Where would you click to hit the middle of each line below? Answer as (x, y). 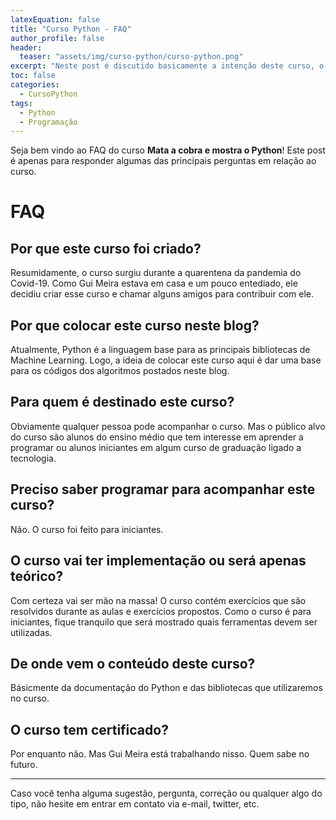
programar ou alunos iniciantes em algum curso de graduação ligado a (156, 447)
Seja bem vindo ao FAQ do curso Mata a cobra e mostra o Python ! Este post (168, 150)
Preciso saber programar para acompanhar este (163, 489)
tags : (21, 103)
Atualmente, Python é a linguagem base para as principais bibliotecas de (160, 350)
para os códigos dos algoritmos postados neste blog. (120, 371)
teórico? (37, 576)
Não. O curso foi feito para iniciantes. (87, 529)
